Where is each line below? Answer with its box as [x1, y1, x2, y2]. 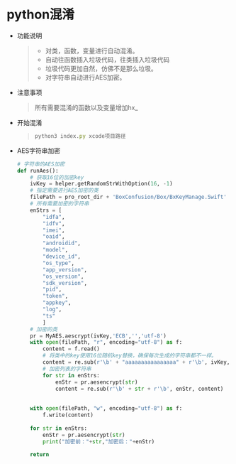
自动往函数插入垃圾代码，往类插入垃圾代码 [45, 55, 170, 64]
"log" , [43, 306, 62, 313]
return [30, 451, 50, 458]
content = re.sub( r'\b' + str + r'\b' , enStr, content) [55, 385, 224, 392]
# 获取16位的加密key [30, 173, 84, 181]
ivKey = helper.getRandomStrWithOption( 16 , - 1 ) [30, 180, 173, 188]
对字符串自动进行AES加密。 [45, 72, 126, 82]
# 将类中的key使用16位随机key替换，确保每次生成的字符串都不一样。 [43, 352, 217, 360]
